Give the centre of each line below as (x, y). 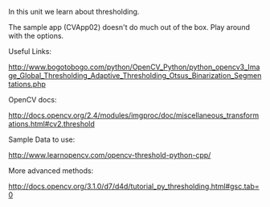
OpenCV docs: (33, 99)
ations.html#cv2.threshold (51, 124)
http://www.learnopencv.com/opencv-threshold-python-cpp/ (110, 155)
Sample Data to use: (42, 139)
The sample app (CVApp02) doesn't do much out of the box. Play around (129, 27)
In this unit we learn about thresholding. (74, 12)
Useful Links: (30, 51)
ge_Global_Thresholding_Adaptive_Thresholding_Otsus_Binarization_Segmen (135, 75)
